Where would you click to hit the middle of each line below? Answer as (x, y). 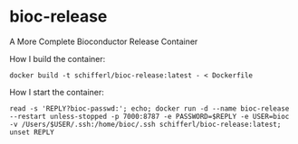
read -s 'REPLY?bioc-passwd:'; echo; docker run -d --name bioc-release (149, 108)
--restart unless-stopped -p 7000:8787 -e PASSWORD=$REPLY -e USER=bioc (149, 116)
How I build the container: (58, 58)
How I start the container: (57, 92)
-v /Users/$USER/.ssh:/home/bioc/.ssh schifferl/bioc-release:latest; (145, 124)
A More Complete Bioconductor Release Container (104, 41)
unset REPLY (32, 132)
